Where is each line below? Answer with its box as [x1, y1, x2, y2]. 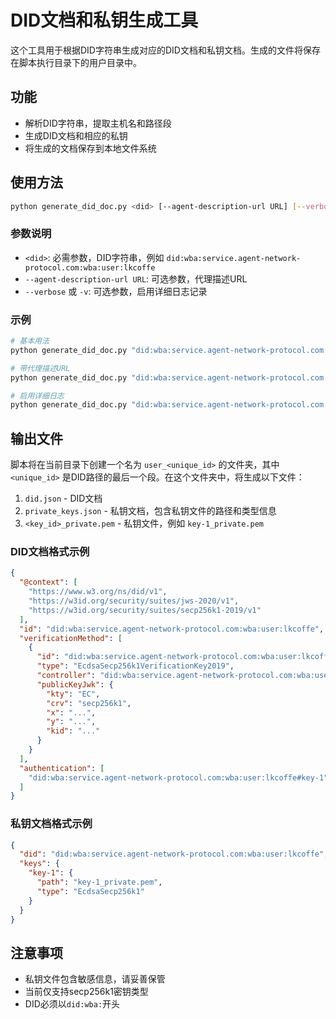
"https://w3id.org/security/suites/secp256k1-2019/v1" [28, 605, 262, 615]
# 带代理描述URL [10, 363, 71, 373]
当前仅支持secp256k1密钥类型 [24, 986, 149, 998]
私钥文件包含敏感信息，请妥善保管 [24, 973, 166, 985]
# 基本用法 [10, 336, 50, 346]
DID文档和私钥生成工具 [10, 9, 199, 32]
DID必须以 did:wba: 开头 [24, 998, 121, 1010]
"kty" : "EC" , [46, 689, 101, 699]
